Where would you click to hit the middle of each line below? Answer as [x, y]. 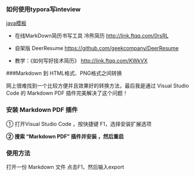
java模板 [16, 23]
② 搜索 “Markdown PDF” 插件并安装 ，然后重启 [65, 136]
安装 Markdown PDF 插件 [42, 110]
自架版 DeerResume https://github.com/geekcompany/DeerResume [97, 48]
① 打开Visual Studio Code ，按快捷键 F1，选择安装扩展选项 [79, 124]
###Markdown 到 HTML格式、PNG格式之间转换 [64, 73]
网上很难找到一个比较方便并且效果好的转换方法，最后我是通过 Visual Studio [98, 86]
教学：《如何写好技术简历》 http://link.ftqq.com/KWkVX [81, 61]
